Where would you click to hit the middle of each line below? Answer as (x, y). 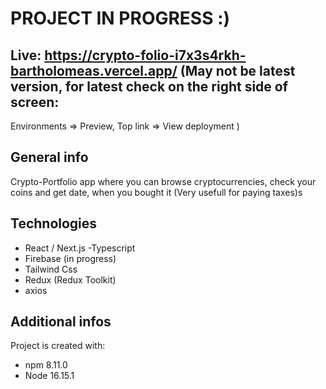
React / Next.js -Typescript (80, 248)
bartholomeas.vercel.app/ (94, 70)
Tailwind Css (51, 269)
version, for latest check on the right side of (149, 86)
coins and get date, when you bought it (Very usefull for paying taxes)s (156, 192)
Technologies (54, 223)
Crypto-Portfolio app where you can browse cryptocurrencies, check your (163, 181)
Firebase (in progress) (70, 258)
